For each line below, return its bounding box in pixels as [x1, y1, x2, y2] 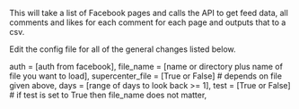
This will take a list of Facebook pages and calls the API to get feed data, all [9, 8, 289, 18]
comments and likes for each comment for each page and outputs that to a [9, 17, 286, 28]
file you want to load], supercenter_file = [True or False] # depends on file [9, 71, 283, 81]
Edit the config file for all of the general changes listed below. [9, 44, 236, 54]
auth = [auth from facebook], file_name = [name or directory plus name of [9, 62, 283, 71]
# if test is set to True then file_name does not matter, [9, 89, 207, 100]
